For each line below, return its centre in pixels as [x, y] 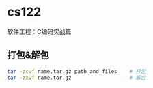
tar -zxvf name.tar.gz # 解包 [76, 78]
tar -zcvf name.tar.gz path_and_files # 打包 [76, 71]
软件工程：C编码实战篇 [39, 31]
